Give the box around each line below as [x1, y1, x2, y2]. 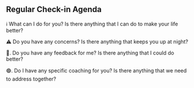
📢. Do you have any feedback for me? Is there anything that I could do [6, 49, 174, 56]
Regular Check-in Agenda [6, 5, 102, 14]
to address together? [6, 75, 57, 82]
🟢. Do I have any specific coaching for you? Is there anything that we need [6, 67, 187, 74]
